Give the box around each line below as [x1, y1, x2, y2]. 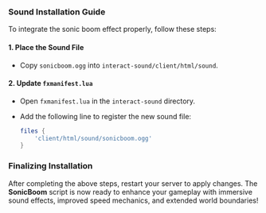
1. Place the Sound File [8, 42, 84, 52]
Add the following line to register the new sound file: [19, 111, 192, 121]
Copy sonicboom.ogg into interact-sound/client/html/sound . [19, 60, 219, 70]
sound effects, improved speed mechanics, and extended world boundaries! [8, 196, 259, 205]
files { [19, 126, 45, 135]
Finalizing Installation [8, 161, 93, 172]
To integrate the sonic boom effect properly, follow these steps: [8, 25, 217, 34]
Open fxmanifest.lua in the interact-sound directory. [19, 96, 196, 106]
